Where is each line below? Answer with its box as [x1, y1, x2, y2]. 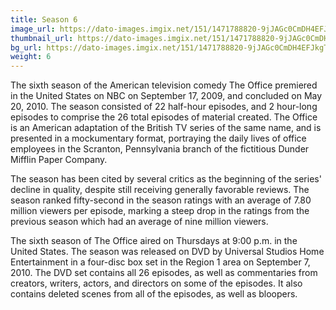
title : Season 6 [10, 14, 78, 25]
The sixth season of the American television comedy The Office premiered [10, 79, 318, 91]
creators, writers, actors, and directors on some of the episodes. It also [10, 277, 303, 290]
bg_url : [10, 42, 43, 53]
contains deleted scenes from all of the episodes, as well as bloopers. [10, 288, 298, 300]
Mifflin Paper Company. [10, 154, 108, 166]
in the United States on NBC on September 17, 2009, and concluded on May [10, 90, 323, 102]
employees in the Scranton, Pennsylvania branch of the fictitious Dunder [10, 143, 310, 155]
